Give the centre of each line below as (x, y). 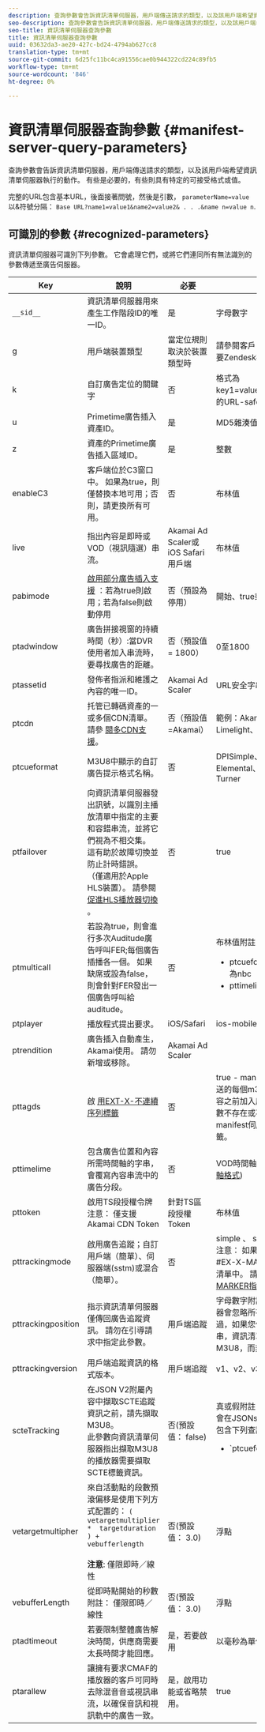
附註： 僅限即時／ (120, 1603)
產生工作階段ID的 (119, 313)
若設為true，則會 (118, 927)
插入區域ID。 (119, 455)
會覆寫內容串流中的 (123, 1176)
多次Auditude (120, 939)
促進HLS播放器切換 (123, 900)
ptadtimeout (35, 1641)
